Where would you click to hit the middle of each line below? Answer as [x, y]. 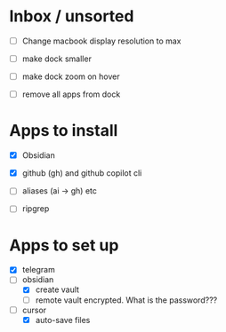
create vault [57, 289]
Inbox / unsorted [72, 16]
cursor [34, 310]
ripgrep [36, 209]
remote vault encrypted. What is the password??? [126, 300]
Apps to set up [64, 245]
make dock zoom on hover [71, 76]
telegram [38, 270]
